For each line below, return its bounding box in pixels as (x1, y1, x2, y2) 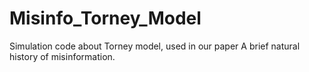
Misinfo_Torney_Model (9, 7, 202, 30)
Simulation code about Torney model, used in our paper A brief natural (9, 40, 301, 52)
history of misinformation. (9, 50, 116, 62)
